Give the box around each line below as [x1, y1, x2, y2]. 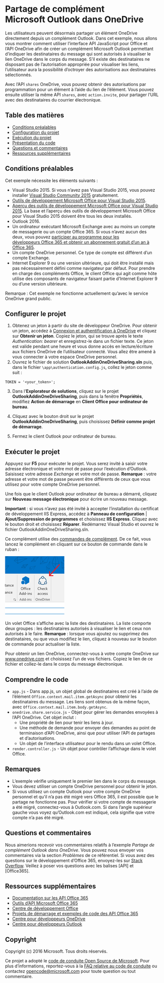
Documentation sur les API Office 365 [12, 895, 89, 901]
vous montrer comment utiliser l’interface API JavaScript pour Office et [5, 40, 148, 46]
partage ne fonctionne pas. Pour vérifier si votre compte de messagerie [12, 799, 156, 805]
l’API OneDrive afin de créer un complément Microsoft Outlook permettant [5, 46, 154, 52]
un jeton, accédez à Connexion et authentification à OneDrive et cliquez [12, 328, 157, 334]
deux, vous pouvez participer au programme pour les [12, 234, 120, 240]
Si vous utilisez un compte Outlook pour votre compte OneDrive [12, 788, 141, 794]
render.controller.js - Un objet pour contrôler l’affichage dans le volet [12, 746, 156, 751]
